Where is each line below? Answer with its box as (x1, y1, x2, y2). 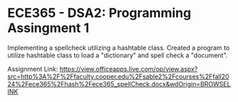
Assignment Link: (7, 64, 58, 73)
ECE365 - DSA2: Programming (7, 5, 192, 21)
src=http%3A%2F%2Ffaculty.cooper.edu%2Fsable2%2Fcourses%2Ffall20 (7, 72, 229, 81)
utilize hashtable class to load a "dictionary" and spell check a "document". (7, 51, 228, 59)
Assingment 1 (7, 20, 90, 36)
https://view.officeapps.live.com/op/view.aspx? (59, 64, 198, 73)
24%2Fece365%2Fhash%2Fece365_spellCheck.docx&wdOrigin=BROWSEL (7, 79, 231, 88)
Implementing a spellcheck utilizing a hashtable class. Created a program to (7, 43, 230, 52)
